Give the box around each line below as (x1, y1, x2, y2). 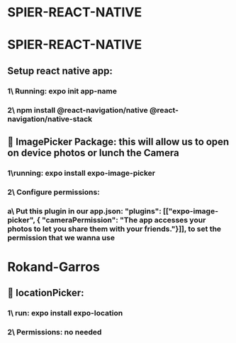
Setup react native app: (7, 64, 113, 77)
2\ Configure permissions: (7, 187, 101, 197)
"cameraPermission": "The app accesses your (41, 215, 206, 225)
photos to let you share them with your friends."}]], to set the (7, 224, 222, 234)
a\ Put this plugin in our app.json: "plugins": (7, 206, 162, 216)
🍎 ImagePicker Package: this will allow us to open (7, 136, 230, 147)
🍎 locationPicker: (7, 287, 84, 299)
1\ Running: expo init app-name (7, 86, 118, 96)
